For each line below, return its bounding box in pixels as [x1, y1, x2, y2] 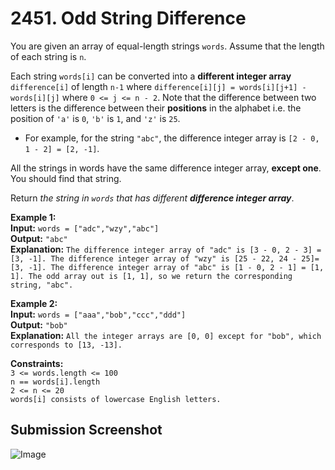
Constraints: [10, 357, 64, 369]
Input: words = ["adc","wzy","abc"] [10, 222, 160, 234]
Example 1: [10, 211, 57, 223]
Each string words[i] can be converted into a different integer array [10, 70, 292, 82]
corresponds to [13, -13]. [10, 340, 123, 350]
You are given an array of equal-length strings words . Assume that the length [10, 40, 325, 52]
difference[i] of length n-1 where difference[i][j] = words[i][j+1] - [10, 80, 307, 92]
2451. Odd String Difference [10, 7, 247, 30]
